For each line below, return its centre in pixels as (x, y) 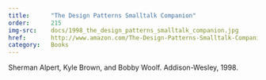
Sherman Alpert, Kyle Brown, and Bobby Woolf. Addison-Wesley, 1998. (123, 67)
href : (17, 38)
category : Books (38, 45)
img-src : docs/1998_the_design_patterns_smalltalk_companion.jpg (123, 30)
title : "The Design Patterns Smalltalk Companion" (102, 15)
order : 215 (35, 23)
